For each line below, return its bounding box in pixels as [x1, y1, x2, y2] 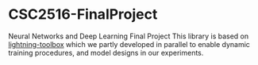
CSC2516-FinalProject [8, 5, 158, 23]
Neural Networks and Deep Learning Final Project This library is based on [8, 31, 249, 41]
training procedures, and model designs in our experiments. [8, 48, 204, 57]
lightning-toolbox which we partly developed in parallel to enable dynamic [8, 39, 250, 49]
